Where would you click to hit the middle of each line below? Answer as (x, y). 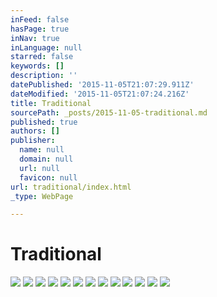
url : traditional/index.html (71, 187)
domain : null (46, 159)
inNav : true (35, 38)
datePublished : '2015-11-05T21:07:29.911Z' (102, 85)
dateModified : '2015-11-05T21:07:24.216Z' (100, 94)
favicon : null (48, 177)
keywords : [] (37, 66)
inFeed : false (40, 19)
